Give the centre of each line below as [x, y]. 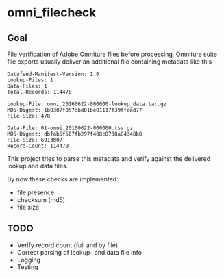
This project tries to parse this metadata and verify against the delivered [109, 159]
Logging [29, 260]
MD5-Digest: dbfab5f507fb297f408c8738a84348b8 [75, 134]
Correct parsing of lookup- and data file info [79, 252]
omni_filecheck [52, 13]
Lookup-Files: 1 [30, 80]
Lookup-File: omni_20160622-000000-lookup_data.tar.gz [87, 104]
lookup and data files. [38, 166]
